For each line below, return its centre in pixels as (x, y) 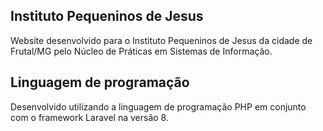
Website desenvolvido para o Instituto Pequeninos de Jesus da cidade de (161, 40)
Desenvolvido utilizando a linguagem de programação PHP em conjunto (158, 106)
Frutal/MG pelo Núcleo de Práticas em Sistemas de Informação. (141, 51)
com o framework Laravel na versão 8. (89, 117)
